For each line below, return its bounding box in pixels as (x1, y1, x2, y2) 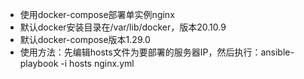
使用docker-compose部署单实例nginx (19, 9, 175, 20)
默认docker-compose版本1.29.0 (19, 34, 151, 45)
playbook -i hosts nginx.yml (19, 58, 135, 69)
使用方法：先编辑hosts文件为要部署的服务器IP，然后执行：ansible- (19, 46, 295, 58)
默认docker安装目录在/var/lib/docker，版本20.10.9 (19, 21, 227, 33)
